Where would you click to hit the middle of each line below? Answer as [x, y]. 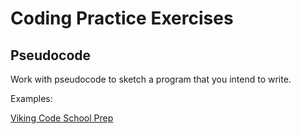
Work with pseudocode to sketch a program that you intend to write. [151, 79]
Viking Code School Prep [62, 118]
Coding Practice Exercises [122, 18]
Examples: [31, 98]
